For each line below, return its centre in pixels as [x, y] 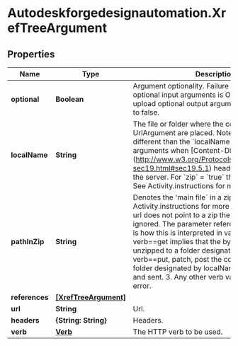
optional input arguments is [178, 95]
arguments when [161, 150]
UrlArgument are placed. [174, 133]
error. [142, 286]
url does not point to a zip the [181, 215]
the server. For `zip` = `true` [178, 177]
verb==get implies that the [177, 242]
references [30, 297]
